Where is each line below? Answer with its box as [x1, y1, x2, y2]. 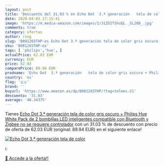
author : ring [5, 35, 32, 39]
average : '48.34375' [5, 98, 47, 103]
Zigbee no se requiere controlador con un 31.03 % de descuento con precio [5, 121, 158, 127]
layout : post [5, 7, 32, 12]
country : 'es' [5, 75, 34, 80]
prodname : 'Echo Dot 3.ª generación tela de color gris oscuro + [5, 71, 147, 75]
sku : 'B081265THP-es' [5, 43, 49, 48]
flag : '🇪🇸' [5, 79, 29, 84]
